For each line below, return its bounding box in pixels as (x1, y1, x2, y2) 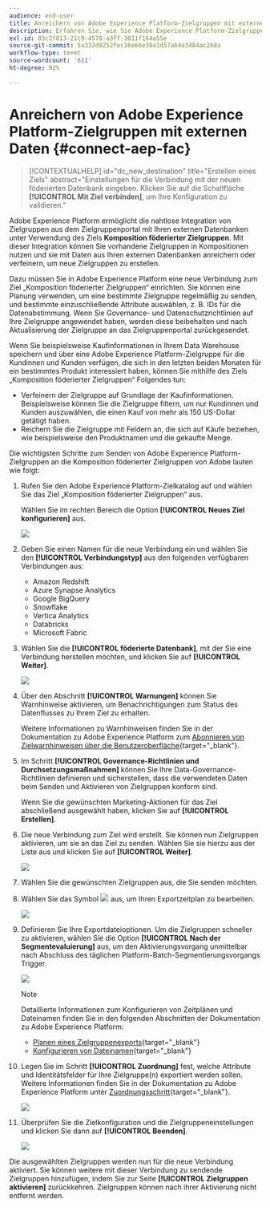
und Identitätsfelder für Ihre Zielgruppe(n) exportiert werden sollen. (20, 1070, 244, 1079)
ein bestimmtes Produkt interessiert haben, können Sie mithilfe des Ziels (9, 366, 248, 375)
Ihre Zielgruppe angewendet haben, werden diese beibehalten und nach (9, 316, 248, 326)
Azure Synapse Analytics (32, 585, 116, 594)
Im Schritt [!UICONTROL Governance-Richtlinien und (20, 755, 199, 766)
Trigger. (20, 958, 47, 968)
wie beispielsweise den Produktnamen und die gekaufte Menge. (20, 432, 233, 442)
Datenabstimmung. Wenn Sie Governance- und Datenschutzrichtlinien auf (9, 308, 254, 318)
